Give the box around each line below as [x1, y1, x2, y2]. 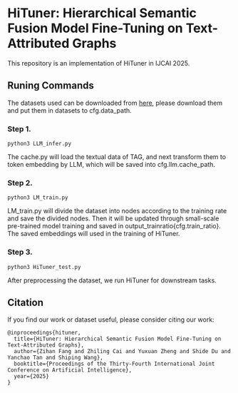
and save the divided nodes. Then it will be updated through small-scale [7, 214, 219, 223]
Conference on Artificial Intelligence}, [7, 367, 133, 374]
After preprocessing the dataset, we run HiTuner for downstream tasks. [7, 276, 217, 285]
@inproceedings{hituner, [7, 330, 81, 337]
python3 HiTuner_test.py [7, 263, 81, 270]
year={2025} [14, 373, 50, 380]
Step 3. [7, 247, 33, 257]
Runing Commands [7, 80, 94, 92]
